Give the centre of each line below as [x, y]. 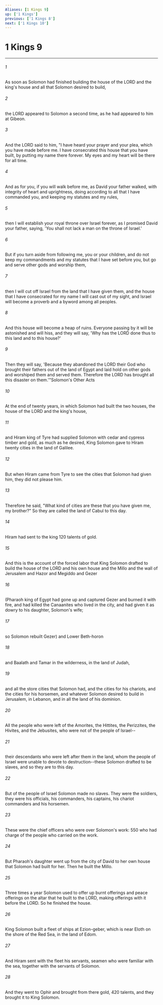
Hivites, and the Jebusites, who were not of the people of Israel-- [70, 730]
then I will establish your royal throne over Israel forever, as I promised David [81, 223]
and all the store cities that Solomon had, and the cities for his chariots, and [81, 689]
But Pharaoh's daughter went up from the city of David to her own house [78, 861]
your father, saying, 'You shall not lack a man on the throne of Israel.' [73, 228]
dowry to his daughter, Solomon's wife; [44, 610]
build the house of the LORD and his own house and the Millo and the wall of [81, 568]
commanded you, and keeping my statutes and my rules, [62, 197]
